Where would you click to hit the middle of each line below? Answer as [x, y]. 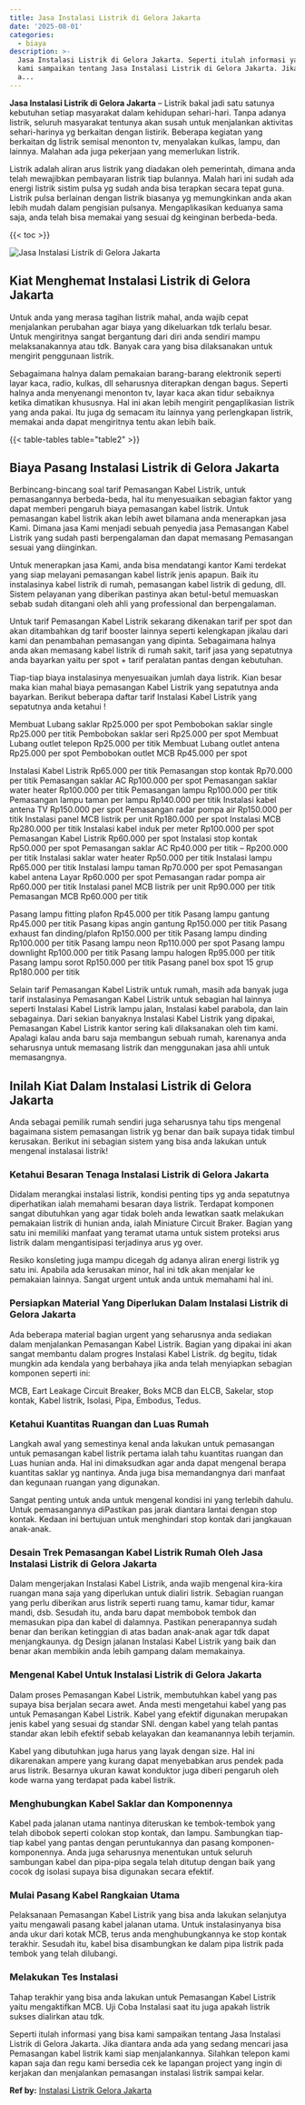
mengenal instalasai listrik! [59, 1151]
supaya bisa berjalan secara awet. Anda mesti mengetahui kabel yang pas [148, 1704]
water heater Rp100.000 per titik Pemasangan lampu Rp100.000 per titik [144, 790]
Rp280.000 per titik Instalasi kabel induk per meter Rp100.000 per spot [142, 829]
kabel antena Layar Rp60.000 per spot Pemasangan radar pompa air [138, 877]
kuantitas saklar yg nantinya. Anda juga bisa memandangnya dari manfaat [148, 1473]
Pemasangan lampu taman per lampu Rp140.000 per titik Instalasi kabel [143, 800]
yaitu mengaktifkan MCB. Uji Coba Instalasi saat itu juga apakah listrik [140, 2007]
